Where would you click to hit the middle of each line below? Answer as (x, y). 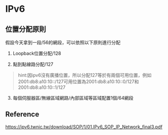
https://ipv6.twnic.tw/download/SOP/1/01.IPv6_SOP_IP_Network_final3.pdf (84, 127)
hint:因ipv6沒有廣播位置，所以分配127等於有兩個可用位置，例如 (85, 75)
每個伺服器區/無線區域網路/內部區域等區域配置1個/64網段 (73, 98)
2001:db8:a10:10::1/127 (42, 87)
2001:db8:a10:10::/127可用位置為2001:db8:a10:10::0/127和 (78, 82)
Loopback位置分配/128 (37, 53)
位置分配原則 (26, 29)
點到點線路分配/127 (33, 64)
